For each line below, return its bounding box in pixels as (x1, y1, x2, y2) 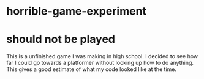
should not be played (6, 32, 115, 47)
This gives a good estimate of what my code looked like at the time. (6, 66, 176, 73)
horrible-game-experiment (6, 4, 147, 18)
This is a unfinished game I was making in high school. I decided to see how (6, 53, 198, 60)
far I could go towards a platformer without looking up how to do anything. (6, 59, 194, 67)
